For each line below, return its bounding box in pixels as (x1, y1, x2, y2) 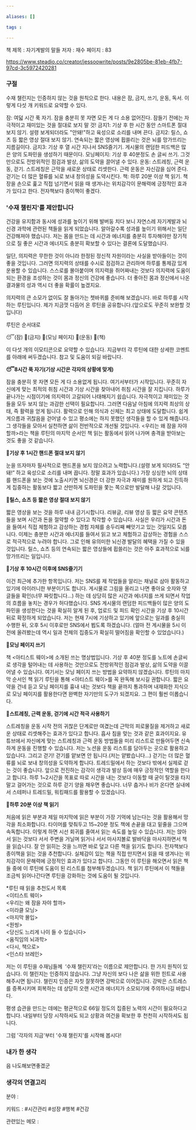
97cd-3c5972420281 (6, 64, 57, 71)
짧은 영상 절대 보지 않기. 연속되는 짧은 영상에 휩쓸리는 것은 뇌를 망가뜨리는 (18, 136, 187, 143)
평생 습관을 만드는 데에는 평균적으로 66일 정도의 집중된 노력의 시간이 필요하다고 (6, 1005, 187, 1012)
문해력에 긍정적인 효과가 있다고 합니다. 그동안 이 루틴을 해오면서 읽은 (26, 857, 183, 864)
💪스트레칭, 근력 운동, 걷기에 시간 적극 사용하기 (6, 710, 110, 717)
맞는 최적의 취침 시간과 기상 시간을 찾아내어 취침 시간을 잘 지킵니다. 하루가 (21, 386, 190, 393)
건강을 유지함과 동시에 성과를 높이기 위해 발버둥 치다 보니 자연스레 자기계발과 (6, 218, 181, 225)
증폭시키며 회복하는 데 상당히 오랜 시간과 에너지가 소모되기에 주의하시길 (12, 985, 175, 992)
